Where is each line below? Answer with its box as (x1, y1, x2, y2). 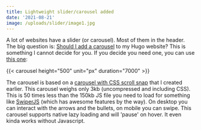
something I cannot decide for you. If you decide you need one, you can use (6, 49, 195, 57)
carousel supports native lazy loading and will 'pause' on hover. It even (6, 111, 182, 118)
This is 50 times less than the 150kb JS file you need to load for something (6, 91, 190, 99)
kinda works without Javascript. (6, 117, 85, 125)
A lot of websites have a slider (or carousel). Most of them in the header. (6, 37, 185, 44)
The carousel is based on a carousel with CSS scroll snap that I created (6, 79, 183, 86)
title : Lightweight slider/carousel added (6, 8, 114, 15)
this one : (6, 55, 28, 63)
